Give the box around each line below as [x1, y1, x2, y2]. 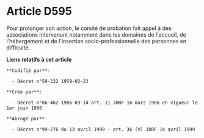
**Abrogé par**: [6, 115, 48, 122]
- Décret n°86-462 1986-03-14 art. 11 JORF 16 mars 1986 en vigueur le [12, 100, 199, 106]
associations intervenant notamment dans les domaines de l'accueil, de [6, 31, 186, 38]
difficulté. [6, 44, 31, 51]
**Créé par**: [6, 89, 43, 95]
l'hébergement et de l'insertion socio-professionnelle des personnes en [6, 37, 187, 45]
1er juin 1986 [6, 105, 43, 111]
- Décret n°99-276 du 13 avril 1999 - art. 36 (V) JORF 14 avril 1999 [12, 126, 195, 133]
